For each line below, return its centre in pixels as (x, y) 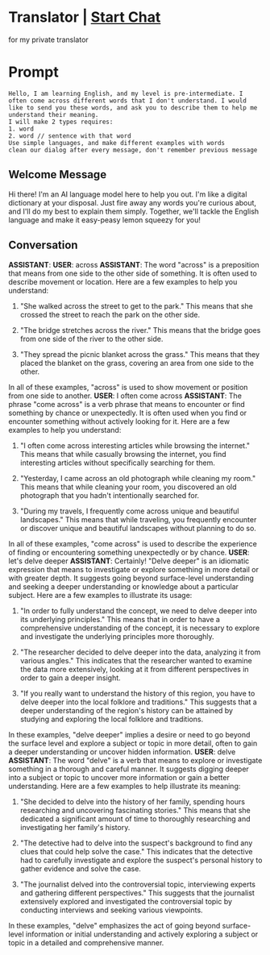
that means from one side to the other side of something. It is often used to (133, 273)
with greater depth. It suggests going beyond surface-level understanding (131, 578)
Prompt (33, 72)
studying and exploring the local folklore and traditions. (112, 719)
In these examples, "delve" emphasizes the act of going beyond (114, 925)
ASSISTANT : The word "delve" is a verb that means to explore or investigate (135, 760)
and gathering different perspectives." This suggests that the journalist (137, 893)
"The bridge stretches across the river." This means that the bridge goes (140, 330)
